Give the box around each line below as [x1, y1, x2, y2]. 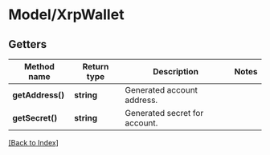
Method [23, 62, 55, 72]
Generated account [125, 85, 198, 95]
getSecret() [12, 113, 58, 123]
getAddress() [12, 89, 65, 101]
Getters [8, 38, 47, 51]
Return [82, 62, 109, 72]
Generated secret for [125, 108, 204, 118]
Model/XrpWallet [8, 6, 125, 24]
